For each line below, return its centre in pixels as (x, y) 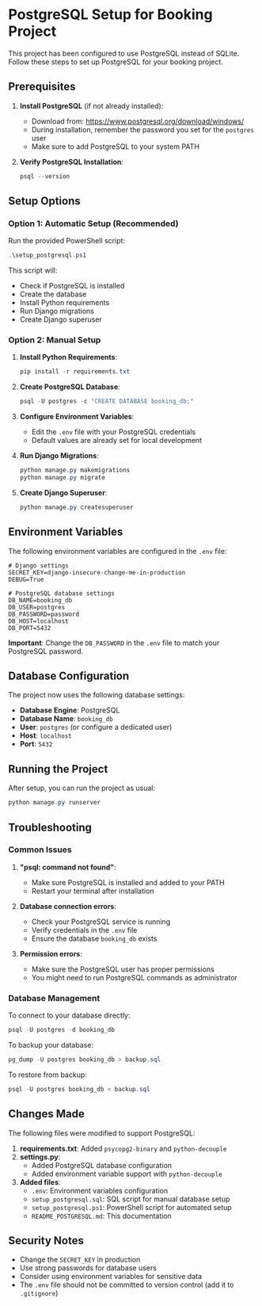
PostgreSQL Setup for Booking (110, 15)
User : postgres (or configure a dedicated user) (96, 727)
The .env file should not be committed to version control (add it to (127, 1285)
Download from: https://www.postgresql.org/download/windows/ (138, 121)
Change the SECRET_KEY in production (80, 1260)
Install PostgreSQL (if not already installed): (91, 105)
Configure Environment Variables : (77, 417)
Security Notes (46, 1241)
